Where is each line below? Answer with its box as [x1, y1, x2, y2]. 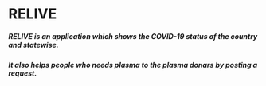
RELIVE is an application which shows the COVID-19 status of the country [8, 31, 258, 41]
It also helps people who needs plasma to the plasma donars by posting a [8, 61, 258, 70]
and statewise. [8, 40, 59, 49]
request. [8, 68, 37, 78]
